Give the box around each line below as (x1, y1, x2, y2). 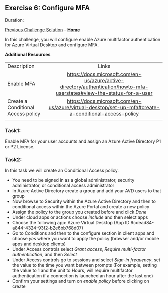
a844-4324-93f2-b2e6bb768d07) (12, 225, 84, 231)
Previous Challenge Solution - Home (5, 27, 80, 33)
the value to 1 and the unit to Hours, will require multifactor (12, 267, 133, 274)
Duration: (5, 17, 24, 23)
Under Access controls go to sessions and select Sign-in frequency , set (12, 257, 161, 263)
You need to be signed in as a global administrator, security (12, 177, 135, 183)
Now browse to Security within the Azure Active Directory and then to (12, 198, 156, 204)
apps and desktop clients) (12, 241, 66, 247)
